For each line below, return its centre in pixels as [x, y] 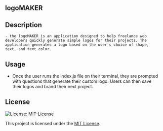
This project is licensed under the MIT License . [53, 123]
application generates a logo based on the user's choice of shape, [77, 45]
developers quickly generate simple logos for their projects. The [76, 41]
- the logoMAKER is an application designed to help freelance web [76, 36]
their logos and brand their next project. [53, 87]
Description [23, 25]
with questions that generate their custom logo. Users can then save [82, 81]
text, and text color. [28, 49]
